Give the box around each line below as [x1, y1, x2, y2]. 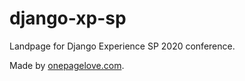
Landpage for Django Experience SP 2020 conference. [9, 40, 236, 52]
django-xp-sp [9, 7, 127, 30]
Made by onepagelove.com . [9, 59, 125, 71]
